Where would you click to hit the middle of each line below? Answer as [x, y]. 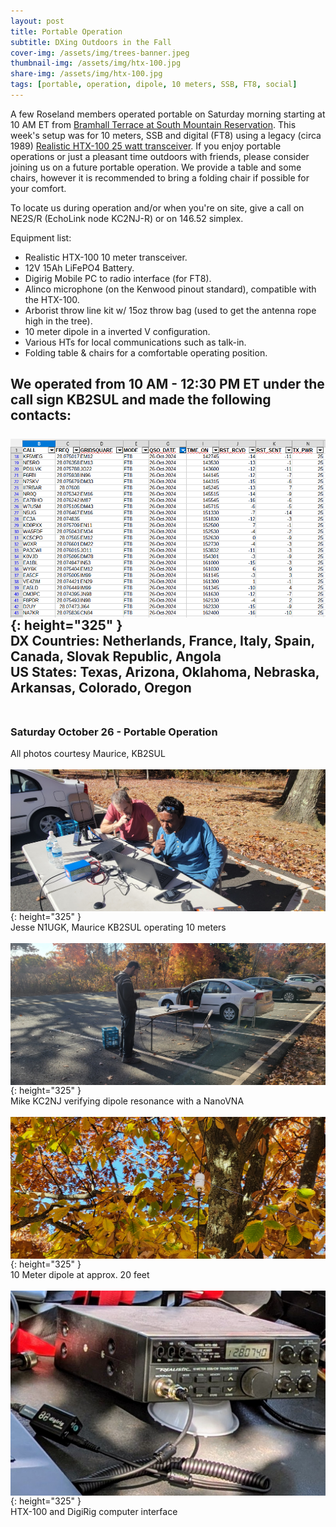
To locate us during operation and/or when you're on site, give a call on [157, 207]
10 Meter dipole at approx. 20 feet [80, 1275]
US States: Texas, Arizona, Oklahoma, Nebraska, [165, 672]
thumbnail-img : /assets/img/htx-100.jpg [96, 63]
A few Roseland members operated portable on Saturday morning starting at [168, 114]
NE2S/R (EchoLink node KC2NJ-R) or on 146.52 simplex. [127, 218]
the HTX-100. [52, 299]
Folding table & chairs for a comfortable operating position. [146, 352]
